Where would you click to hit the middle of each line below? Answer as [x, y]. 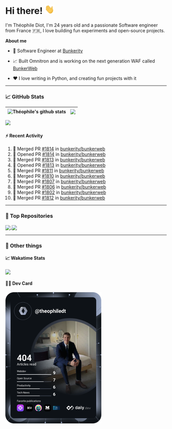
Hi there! [24, 11]
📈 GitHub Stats [25, 96]
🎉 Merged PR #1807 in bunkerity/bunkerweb [59, 181]
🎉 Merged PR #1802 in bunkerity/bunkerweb [59, 192]
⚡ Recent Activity [24, 135]
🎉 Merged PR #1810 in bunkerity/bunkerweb [59, 176]
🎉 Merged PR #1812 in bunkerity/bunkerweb [59, 198]
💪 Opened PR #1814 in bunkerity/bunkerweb [59, 154]
